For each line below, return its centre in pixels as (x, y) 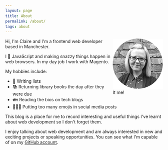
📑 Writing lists (26, 81)
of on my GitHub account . (32, 142)
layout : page (19, 11)
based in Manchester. (27, 47)
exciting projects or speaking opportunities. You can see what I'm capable (81, 137)
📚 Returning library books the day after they (58, 87)
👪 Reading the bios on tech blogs (48, 100)
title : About (19, 16)
